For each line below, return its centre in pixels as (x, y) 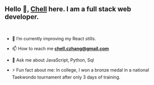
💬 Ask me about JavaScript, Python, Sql (53, 60)
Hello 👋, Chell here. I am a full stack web (68, 9)
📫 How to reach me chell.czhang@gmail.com (60, 48)
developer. (22, 17)
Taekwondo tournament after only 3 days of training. (66, 77)
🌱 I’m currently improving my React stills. (54, 38)
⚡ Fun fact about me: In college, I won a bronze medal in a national (80, 70)
